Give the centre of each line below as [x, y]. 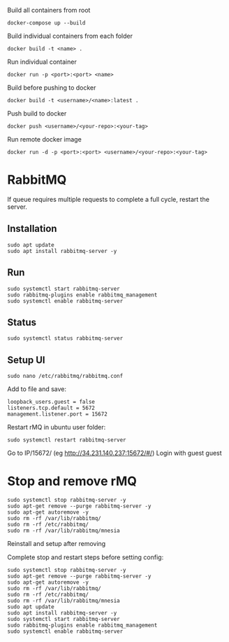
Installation [32, 229]
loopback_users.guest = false [51, 402]
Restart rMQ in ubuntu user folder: [57, 428]
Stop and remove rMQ [72, 481]
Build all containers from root [49, 10]
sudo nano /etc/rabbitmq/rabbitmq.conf [65, 376]
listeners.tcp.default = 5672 [51, 408]
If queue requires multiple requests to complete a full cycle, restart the [108, 199]
